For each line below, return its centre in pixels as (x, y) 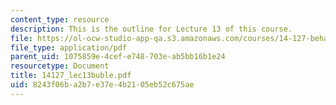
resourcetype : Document (60, 66)
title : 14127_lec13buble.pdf (71, 76)
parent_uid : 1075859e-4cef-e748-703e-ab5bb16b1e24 (118, 57)
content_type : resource (60, 19)
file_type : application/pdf (69, 47)
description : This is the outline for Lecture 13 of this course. (151, 29)
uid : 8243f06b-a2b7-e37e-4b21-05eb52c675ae (102, 85)
